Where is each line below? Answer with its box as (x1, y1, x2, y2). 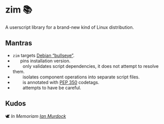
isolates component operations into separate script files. (22, 74, 140, 80)
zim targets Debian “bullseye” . (12, 52, 75, 58)
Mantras (5, 39, 32, 48)
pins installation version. (20, 58, 71, 64)
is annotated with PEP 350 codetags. (22, 79, 99, 85)
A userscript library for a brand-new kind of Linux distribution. (5, 24, 134, 30)
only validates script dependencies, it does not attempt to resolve (22, 63, 159, 69)
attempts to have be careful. (22, 85, 82, 91)
